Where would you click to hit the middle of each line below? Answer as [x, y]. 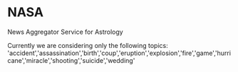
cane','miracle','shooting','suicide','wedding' [71, 60]
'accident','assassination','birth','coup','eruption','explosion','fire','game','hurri [119, 53]
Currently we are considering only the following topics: [88, 45]
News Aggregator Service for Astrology [65, 32]
